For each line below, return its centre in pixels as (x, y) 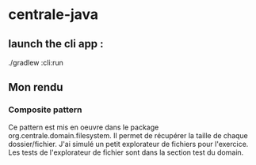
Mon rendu (36, 87)
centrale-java (53, 15)
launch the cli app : (56, 44)
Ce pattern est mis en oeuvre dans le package (84, 127)
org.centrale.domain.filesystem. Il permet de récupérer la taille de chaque (128, 135)
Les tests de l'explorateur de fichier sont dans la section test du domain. (126, 152)
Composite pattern (45, 110)
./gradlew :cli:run (36, 62)
